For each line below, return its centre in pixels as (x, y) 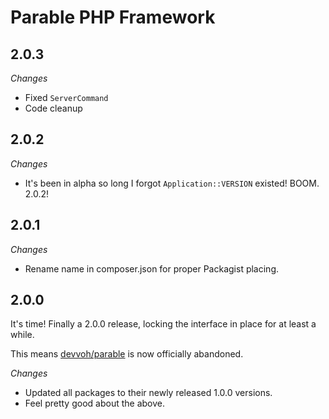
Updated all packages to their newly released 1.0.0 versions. (148, 393)
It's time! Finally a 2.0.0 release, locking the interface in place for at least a (163, 324)
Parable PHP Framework (113, 17)
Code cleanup (53, 108)
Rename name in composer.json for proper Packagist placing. (151, 268)
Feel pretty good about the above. (94, 403)
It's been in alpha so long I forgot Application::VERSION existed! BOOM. (172, 183)
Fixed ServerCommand (66, 97)
